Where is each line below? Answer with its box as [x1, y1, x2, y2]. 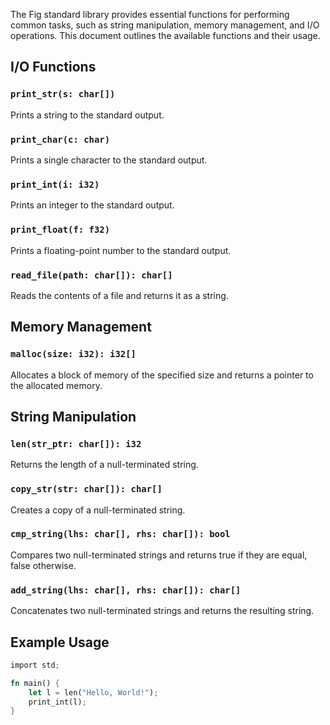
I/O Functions [10, 59, 97, 76]
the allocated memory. [10, 379, 103, 391]
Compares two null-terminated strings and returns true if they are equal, [10, 549, 308, 561]
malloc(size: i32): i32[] [10, 349, 137, 360]
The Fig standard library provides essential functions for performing [10, 9, 290, 20]
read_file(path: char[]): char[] [10, 269, 173, 281]
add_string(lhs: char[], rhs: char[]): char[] [10, 584, 242, 596]
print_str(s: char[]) [10, 89, 116, 100]
